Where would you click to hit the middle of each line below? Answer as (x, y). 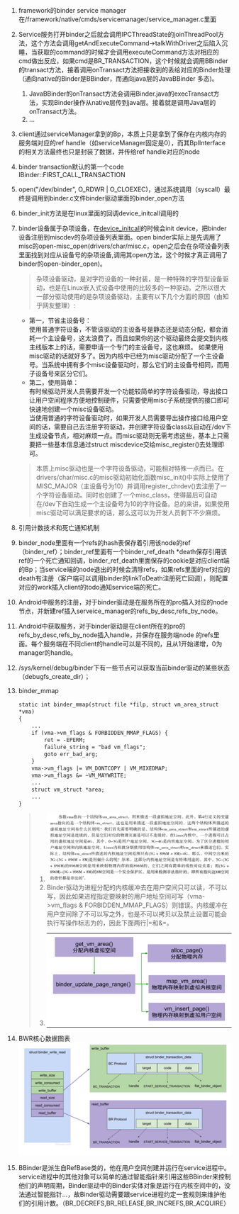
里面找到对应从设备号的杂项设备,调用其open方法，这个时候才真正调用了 (123, 255)
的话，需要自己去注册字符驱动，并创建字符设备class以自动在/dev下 (133, 427)
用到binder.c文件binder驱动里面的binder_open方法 (111, 198)
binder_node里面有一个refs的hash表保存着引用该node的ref (104, 543)
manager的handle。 (48, 653)
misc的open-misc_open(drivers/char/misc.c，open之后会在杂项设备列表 (124, 246)
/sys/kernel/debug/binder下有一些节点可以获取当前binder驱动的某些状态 (124, 668)
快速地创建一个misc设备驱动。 (73, 409)
